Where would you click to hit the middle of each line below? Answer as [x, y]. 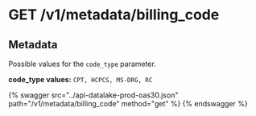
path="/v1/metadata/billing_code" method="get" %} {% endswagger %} [128, 104]
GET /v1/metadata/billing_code [114, 15]
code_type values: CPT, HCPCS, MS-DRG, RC [81, 79]
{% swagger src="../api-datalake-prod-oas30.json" [93, 95]
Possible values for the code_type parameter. [83, 64]
